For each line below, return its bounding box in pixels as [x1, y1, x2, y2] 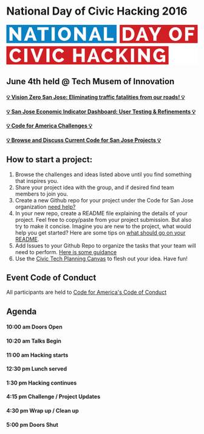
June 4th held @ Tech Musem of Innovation [6, 76, 175, 87]
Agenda [6, 306, 37, 316]
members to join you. [15, 190, 69, 197]
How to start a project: [6, 154, 93, 165]
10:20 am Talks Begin [6, 337, 62, 345]
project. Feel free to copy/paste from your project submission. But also [15, 216, 192, 223]
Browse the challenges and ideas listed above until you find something [15, 171, 192, 178]
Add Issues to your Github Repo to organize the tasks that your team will [15, 242, 196, 249]
